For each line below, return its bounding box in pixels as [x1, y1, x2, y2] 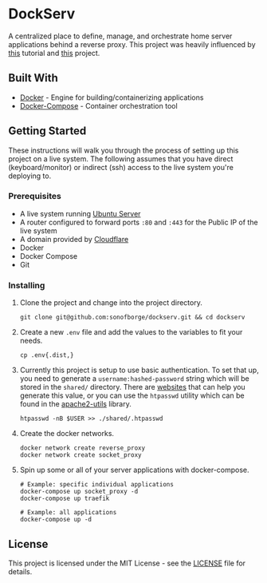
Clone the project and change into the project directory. [19, 298, 203, 307]
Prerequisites [8, 191, 61, 202]
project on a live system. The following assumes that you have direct [8, 153, 234, 164]
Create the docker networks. [19, 429, 114, 438]
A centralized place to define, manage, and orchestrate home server [8, 31, 233, 41]
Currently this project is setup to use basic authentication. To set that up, [19, 365, 259, 375]
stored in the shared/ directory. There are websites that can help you [19, 383, 245, 392]
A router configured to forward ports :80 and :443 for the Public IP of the [19, 217, 258, 227]
